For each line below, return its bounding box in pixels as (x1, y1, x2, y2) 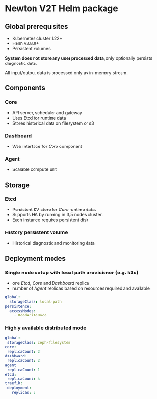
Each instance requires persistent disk (12, 217, 89, 223)
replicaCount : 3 (7, 377, 40, 381)
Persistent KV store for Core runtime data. (12, 206, 96, 212)
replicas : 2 (11, 390, 36, 395)
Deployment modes (5, 254, 66, 263)
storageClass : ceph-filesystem (7, 340, 70, 345)
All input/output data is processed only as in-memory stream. (5, 70, 128, 76)
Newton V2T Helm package (5, 3, 118, 14)
